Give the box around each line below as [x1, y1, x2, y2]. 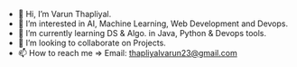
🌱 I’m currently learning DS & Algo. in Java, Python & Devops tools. [17, 28, 267, 38]
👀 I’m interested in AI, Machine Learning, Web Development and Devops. [17, 18, 289, 29]
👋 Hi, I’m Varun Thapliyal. [17, 9, 112, 19]
